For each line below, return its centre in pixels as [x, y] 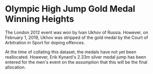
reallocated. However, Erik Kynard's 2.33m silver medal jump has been [76, 57]
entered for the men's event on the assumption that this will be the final [76, 62]
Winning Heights [40, 19]
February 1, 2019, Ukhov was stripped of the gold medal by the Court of [76, 37]
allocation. [15, 67]
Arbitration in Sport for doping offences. [45, 42]
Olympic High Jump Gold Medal [70, 9]
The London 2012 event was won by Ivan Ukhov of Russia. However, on [76, 32]
